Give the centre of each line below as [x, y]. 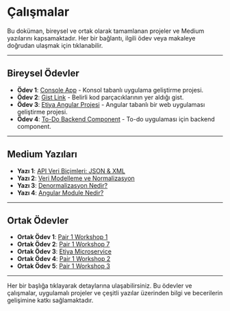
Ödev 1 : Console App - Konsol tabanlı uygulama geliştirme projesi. [110, 90]
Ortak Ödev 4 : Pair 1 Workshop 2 [64, 259]
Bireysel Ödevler [43, 74]
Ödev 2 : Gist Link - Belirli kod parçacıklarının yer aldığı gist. [100, 97]
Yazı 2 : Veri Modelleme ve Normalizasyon [76, 178]
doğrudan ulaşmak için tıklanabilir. [55, 45]
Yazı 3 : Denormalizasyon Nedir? [62, 185]
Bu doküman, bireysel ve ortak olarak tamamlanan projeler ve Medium [106, 31]
